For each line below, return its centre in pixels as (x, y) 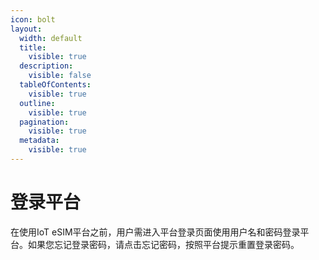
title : (33, 47)
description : (46, 66)
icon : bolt (33, 19)
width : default (51, 38)
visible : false (60, 76)
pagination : (44, 122)
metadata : (39, 141)
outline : (37, 103)
